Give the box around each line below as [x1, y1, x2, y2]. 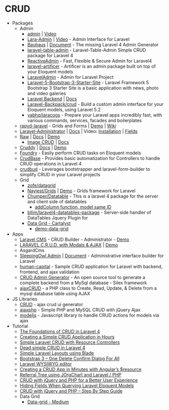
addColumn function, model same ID [35, 204, 112, 210]
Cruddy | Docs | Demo [19, 144, 67, 150]
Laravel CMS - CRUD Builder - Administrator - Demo [19, 236, 129, 242]
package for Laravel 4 [27, 52, 74, 59]
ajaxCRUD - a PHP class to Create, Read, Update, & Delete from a [19, 285, 157, 291]
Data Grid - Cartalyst [27, 220, 71, 226]
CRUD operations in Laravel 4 [19, 160, 82, 167]
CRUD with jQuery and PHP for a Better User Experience [19, 377, 138, 383]
